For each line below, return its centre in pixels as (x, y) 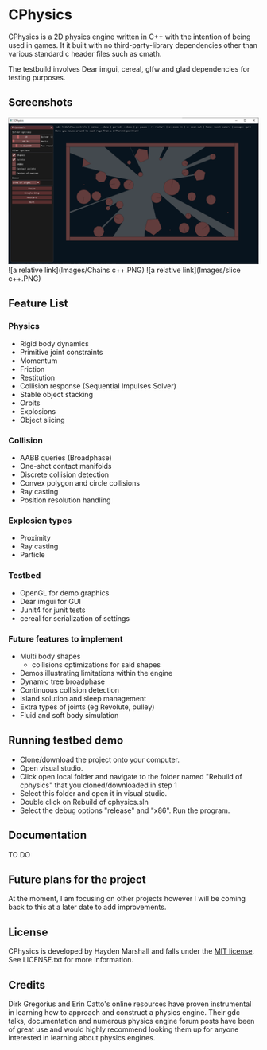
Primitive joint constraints (61, 352)
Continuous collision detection (70, 689)
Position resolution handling (65, 500)
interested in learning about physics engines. (82, 1038)
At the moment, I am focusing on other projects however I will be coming (127, 899)
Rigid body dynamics (54, 343)
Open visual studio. (51, 768)
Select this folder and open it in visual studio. (93, 793)
